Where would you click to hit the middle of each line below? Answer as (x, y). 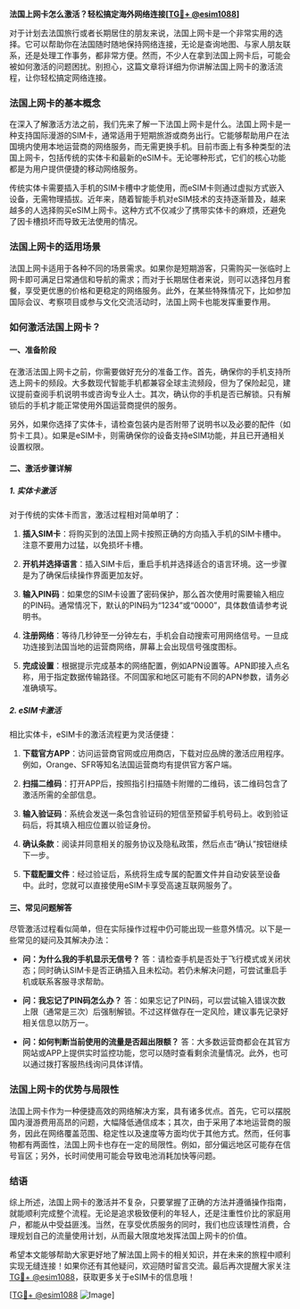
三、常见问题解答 (41, 908)
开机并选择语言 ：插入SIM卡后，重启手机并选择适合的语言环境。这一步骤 (154, 564)
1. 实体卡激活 (33, 490)
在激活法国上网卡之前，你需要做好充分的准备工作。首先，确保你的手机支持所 (150, 371)
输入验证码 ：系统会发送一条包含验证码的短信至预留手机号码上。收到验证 (155, 814)
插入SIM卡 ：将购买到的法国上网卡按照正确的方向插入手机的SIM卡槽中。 (154, 534)
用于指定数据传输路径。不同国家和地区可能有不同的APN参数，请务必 (163, 677)
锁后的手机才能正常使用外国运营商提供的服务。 (95, 405)
